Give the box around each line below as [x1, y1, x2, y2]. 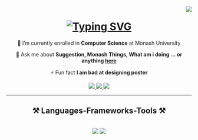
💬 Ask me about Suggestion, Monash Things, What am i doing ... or [15, 51, 183, 58]
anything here [81, 57, 117, 64]
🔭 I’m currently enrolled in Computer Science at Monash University [17, 39, 181, 46]
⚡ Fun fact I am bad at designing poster [50, 69, 148, 76]
